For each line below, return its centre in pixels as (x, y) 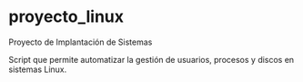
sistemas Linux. (38, 69)
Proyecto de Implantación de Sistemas (81, 42)
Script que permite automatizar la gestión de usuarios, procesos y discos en (151, 59)
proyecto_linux (66, 17)
